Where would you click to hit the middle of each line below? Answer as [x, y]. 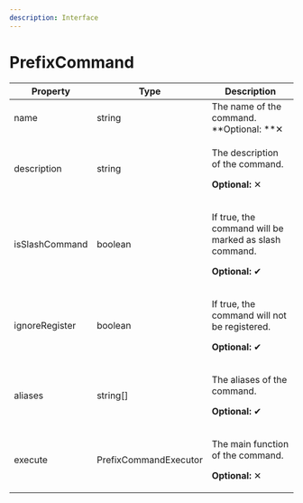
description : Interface [54, 18]
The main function [250, 443]
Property [50, 91]
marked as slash [246, 239]
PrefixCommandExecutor [149, 460]
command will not [249, 315]
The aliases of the [249, 379]
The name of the [247, 107]
